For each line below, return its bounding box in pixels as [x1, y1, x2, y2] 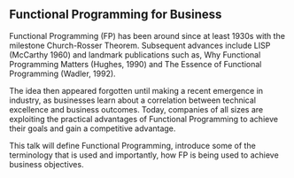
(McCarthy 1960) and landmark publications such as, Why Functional [9, 49, 261, 60]
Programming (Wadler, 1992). [9, 68, 117, 79]
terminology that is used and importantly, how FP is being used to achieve [9, 150, 279, 160]
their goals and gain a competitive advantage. [9, 123, 176, 134]
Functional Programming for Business [9, 7, 222, 22]
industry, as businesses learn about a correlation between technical [9, 95, 257, 105]
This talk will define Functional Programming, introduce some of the [9, 140, 257, 151]
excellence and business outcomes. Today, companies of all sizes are [9, 104, 264, 114]
